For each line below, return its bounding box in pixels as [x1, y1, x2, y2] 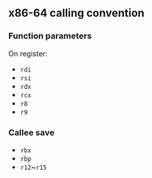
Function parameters [8, 30, 92, 42]
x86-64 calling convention [8, 6, 145, 20]
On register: [8, 48, 48, 59]
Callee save [8, 127, 55, 138]
